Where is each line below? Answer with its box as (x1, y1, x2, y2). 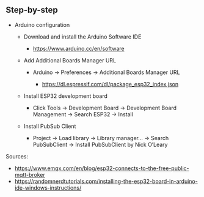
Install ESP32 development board (23, 92, 108, 100)
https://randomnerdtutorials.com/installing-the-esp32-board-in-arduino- (14, 177, 198, 185)
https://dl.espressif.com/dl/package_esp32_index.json (42, 80, 178, 87)
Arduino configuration (14, 21, 70, 28)
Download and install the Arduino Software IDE (23, 33, 142, 40)
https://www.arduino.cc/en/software (32, 45, 125, 52)
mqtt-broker (14, 171, 45, 178)
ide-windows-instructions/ (14, 184, 82, 191)
